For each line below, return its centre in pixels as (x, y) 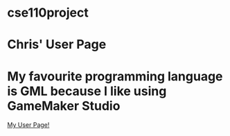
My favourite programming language (115, 76)
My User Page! (28, 125)
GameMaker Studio (64, 106)
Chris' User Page (57, 45)
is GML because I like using (87, 91)
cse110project (48, 13)
